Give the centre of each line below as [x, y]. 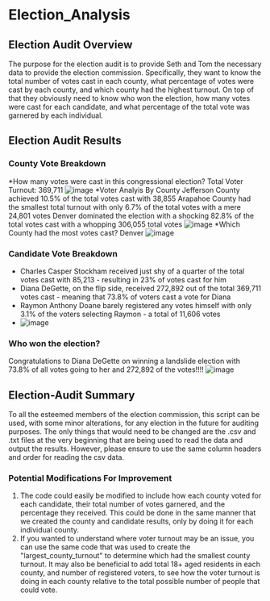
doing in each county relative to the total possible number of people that [140, 582]
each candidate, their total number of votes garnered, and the [123, 504]
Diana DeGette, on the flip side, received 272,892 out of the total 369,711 [141, 288]
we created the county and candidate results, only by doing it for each [137, 521]
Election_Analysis [69, 15]
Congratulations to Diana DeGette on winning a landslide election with [124, 361]
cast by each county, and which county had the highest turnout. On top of [131, 90]
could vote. [39, 590]
